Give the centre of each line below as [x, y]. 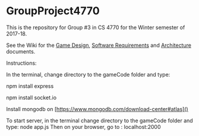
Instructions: [21, 63]
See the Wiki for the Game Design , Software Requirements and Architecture [99, 45]
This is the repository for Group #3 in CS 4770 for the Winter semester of [96, 27]
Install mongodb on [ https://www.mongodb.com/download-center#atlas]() [97, 109]
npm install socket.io [31, 97]
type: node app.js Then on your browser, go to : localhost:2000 [83, 126]
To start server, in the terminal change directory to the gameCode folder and [99, 121]
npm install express [30, 86]
